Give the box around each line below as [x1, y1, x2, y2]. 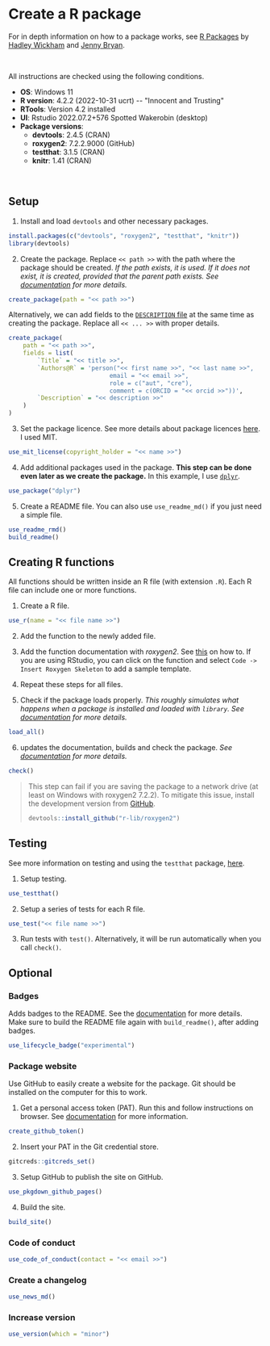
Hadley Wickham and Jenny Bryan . [8, 40, 125, 49]
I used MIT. [19, 433, 58, 442]
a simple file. [19, 509, 63, 519]
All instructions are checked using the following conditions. [8, 71, 205, 81]
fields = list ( [23, 349, 74, 358]
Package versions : [19, 121, 84, 131]
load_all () [8, 728, 45, 736]
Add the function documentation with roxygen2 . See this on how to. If [19, 647, 251, 656]
